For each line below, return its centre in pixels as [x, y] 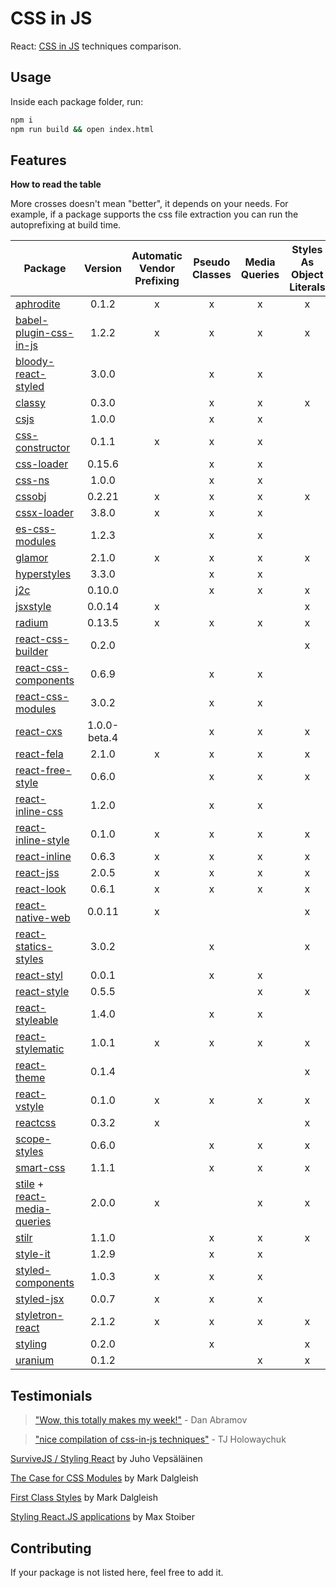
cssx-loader [44, 513]
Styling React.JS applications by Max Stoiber [103, 1517]
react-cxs [39, 732]
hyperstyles [43, 574]
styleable [37, 1020]
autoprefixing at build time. [66, 225]
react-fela [39, 754]
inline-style [42, 840]
